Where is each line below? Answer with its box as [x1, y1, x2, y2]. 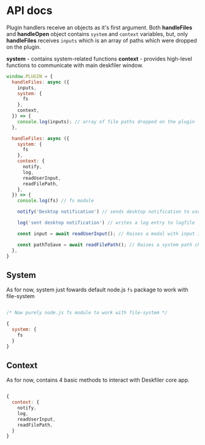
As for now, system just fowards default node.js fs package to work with [6, 286, 189, 293]
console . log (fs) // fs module [17, 198, 95, 204]
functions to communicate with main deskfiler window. [6, 62, 143, 69]
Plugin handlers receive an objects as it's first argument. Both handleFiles [6, 24, 193, 31]
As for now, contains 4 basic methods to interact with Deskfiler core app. [6, 376, 190, 384]
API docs [6, 4, 53, 18]
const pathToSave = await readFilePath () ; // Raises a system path [17, 241, 192, 247]
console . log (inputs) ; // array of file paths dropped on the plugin [17, 118, 195, 125]
